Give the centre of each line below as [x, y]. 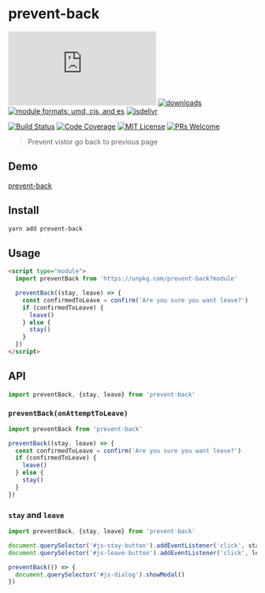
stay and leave [36, 515]
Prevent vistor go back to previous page [92, 141]
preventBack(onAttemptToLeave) [68, 414]
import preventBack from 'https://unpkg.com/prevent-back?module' [127, 279]
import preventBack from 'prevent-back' [76, 429]
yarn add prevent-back [45, 229]
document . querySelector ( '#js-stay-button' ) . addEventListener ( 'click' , [127, 546]
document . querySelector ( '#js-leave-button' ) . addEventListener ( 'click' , [128, 553]
